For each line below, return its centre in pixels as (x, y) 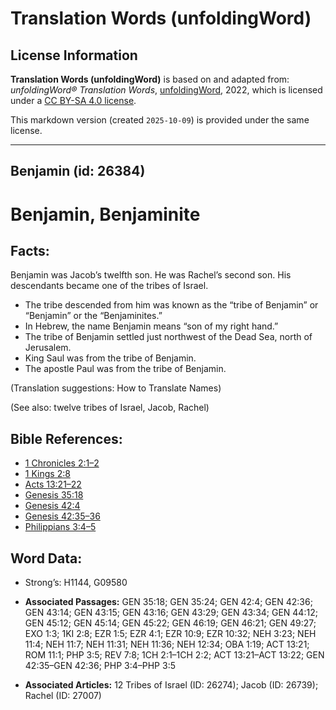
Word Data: (46, 558)
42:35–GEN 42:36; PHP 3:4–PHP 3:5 (100, 666)
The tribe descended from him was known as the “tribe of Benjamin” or (171, 305)
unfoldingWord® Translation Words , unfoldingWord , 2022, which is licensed (166, 90)
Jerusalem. (48, 348)
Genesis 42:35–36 (62, 516)
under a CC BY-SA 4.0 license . (73, 100)
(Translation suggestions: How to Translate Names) (116, 388)
